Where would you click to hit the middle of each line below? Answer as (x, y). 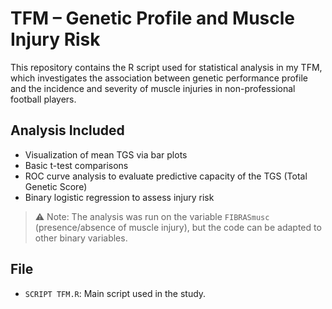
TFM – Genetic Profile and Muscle (153, 18)
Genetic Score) (56, 186)
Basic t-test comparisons (76, 165)
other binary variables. (81, 238)
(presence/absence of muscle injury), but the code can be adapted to (178, 227)
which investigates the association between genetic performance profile (159, 78)
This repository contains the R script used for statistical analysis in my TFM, (166, 67)
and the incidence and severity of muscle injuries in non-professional (153, 88)
